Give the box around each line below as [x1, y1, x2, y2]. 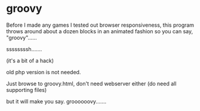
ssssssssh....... [6, 45, 42, 52]
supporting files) [6, 86, 47, 93]
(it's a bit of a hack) [6, 57, 54, 64]
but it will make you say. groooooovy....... [6, 97, 106, 105]
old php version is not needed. [6, 68, 81, 75]
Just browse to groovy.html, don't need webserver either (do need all [6, 80, 177, 87]
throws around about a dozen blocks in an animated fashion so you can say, [6, 27, 193, 34]
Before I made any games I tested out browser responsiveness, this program [6, 21, 195, 28]
